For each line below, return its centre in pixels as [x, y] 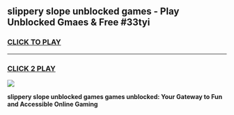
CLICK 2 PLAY [31, 68]
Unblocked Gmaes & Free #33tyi [79, 23]
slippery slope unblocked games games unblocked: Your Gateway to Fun [115, 96]
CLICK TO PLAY [34, 43]
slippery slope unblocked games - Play [93, 11]
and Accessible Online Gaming [53, 104]
